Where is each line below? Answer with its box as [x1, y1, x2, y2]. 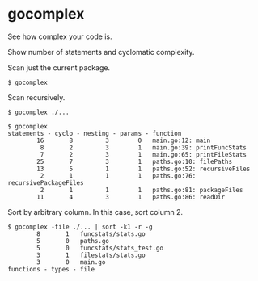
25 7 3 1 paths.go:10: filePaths [36, 157, 232, 166]
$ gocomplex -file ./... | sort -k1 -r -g [7, 223, 153, 231]
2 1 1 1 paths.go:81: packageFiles [40, 186, 243, 194]
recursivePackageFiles [7, 178, 84, 187]
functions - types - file [7, 265, 95, 273]
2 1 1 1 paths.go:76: [40, 171, 197, 180]
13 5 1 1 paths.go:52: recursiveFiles [36, 165, 251, 173]
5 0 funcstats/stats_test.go [36, 244, 163, 252]
